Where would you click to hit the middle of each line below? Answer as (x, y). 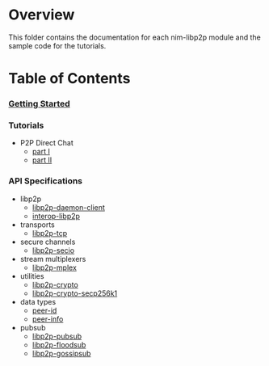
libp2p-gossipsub (61, 353)
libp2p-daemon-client (68, 207)
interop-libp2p (56, 216)
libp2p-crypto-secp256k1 (75, 293)
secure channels (48, 242)
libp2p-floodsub (59, 344)
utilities (32, 276)
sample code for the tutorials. (57, 45)
